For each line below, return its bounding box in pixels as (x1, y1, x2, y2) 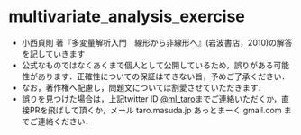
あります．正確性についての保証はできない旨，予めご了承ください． (37, 70, 290, 82)
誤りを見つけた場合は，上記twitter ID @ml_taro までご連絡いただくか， (21, 93, 282, 104)
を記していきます (21, 48, 86, 59)
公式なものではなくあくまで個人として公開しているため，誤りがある (21, 59, 274, 70)
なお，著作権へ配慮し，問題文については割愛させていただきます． (21, 82, 267, 93)
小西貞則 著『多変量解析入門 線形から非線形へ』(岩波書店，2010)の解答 (21, 37, 293, 48)
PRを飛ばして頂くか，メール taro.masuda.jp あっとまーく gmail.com (29, 104, 282, 115)
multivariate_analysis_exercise (8, 6, 245, 27)
